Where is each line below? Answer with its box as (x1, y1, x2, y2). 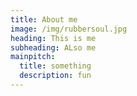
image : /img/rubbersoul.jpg (10, 24, 128, 34)
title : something (19, 61, 92, 71)
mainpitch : (10, 52, 56, 62)
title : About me (10, 14, 78, 25)
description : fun (19, 71, 92, 81)
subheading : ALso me (10, 42, 97, 53)
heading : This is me (10, 33, 97, 43)
